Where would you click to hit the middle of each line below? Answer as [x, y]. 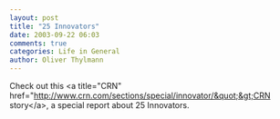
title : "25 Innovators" [55, 26]
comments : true [38, 43]
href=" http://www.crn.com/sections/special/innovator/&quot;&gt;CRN [140, 95]
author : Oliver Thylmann [57, 60]
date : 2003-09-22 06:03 [55, 35]
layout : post [34, 18]
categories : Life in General [65, 52]
